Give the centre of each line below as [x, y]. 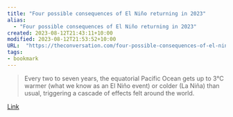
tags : [15, 53]
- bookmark [23, 59]
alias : [17, 20]
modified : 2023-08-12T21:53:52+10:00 [62, 39]
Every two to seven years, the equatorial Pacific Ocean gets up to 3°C [124, 78]
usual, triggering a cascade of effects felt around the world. [109, 93]
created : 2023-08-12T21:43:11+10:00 [60, 33]
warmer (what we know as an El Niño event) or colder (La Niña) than [122, 85]
